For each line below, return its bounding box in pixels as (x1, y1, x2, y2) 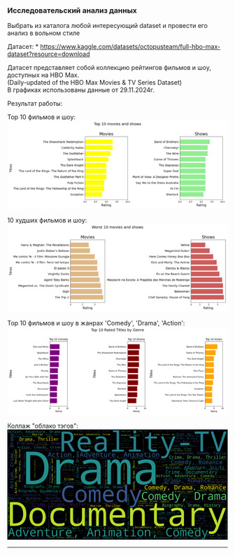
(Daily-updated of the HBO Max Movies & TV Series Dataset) (7, 78, 183, 87)
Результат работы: (7, 99, 63, 108)
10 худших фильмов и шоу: (7, 216, 87, 224)
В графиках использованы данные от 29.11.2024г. (7, 86, 155, 94)
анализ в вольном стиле (7, 29, 80, 37)
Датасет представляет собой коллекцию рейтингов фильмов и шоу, (7, 64, 211, 72)
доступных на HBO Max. (7, 71, 80, 79)
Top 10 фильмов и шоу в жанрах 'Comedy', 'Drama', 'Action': (7, 318, 185, 327)
